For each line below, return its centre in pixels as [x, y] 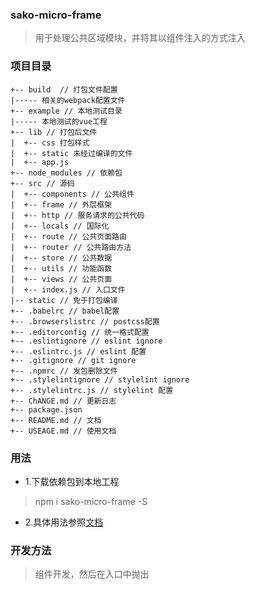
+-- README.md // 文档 [56, 420]
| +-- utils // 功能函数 [61, 268]
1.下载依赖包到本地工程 [72, 481]
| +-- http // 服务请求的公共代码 [77, 215]
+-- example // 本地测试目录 [66, 111]
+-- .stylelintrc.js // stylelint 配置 [92, 390]
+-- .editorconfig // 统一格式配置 [80, 332]
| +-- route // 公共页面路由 [68, 236]
